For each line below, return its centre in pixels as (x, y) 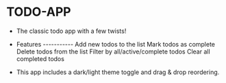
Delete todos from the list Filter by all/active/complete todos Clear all (113, 51)
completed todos (40, 58)
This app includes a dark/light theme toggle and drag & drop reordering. (118, 72)
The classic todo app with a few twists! (71, 31)
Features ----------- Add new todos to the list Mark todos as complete (116, 44)
